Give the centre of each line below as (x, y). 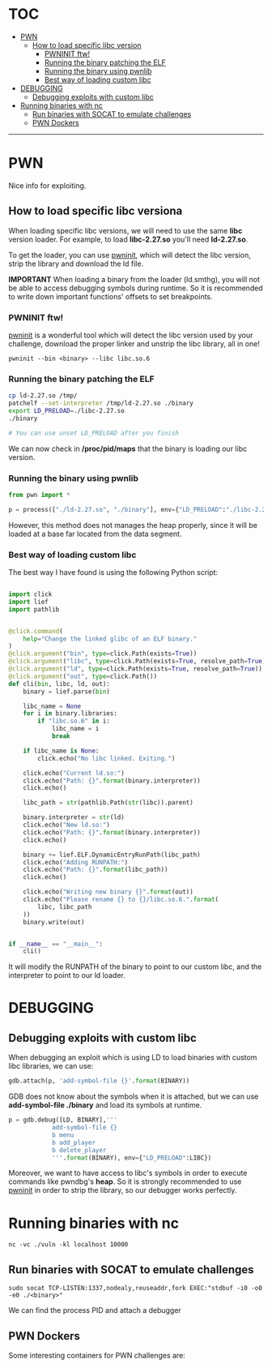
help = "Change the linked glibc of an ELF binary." (110, 639)
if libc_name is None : (61, 751)
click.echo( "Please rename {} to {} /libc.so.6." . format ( (121, 899)
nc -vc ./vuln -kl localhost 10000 (68, 1245)
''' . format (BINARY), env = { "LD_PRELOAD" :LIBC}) (132, 1158)
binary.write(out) (54, 922)
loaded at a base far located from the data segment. (95, 534)
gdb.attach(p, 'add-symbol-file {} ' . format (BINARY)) (99, 1081)
